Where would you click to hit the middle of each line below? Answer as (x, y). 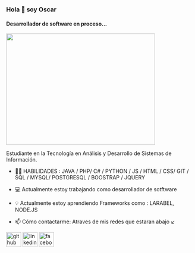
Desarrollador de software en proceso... (56, 24)
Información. (22, 160)
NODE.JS (26, 210)
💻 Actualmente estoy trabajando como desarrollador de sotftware (96, 189)
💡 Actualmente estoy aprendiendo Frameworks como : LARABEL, (94, 203)
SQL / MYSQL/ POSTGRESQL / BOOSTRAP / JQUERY (80, 178)
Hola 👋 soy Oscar (32, 10)
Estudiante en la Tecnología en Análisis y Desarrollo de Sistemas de (89, 153)
